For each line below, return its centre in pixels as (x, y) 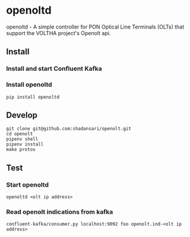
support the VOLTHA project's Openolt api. (58, 33)
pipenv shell (22, 139)
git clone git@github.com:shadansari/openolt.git (69, 129)
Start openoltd (28, 185)
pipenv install (25, 144)
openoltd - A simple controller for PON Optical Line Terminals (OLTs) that (95, 27)
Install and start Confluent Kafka (54, 69)
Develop (22, 115)
